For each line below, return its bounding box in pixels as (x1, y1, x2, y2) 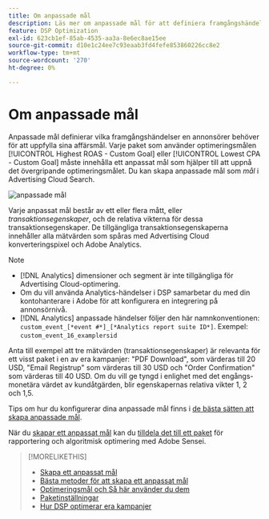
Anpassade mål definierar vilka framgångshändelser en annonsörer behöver (8, 131, 260, 141)
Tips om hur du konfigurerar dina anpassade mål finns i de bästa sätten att (8, 404, 255, 413)
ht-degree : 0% (8, 64, 56, 72)
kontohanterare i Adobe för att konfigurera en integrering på (19, 296, 219, 305)
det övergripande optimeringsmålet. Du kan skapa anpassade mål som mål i (8, 166, 259, 175)
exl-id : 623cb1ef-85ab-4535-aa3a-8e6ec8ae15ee (8, 34, 167, 42)
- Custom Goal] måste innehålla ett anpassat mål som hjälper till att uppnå (8, 157, 252, 167)
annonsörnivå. (19, 304, 68, 314)
